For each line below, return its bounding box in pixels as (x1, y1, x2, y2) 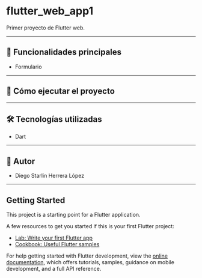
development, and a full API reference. (6, 265, 102, 272)
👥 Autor (6, 156, 35, 166)
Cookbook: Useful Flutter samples (14, 241, 100, 247)
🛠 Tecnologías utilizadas (6, 114, 102, 124)
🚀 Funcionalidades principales (6, 47, 122, 58)
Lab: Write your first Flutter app (14, 234, 93, 241)
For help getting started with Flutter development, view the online (6, 252, 168, 259)
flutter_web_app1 (6, 4, 94, 18)
